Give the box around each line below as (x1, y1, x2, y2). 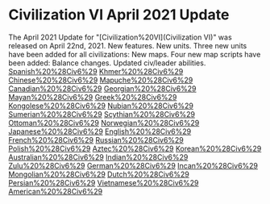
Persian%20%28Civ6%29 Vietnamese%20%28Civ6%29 (8, 177, 199, 187)
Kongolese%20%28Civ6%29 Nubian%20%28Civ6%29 (8, 101, 193, 110)
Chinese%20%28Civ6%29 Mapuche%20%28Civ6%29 (8, 75, 193, 85)
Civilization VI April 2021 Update (8, 6, 230, 24)
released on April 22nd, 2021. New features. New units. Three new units (8, 40, 247, 50)
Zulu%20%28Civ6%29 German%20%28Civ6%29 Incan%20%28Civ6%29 (8, 160, 259, 170)
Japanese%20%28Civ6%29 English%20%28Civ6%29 (8, 127, 192, 136)
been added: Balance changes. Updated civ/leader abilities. (8, 58, 206, 68)
